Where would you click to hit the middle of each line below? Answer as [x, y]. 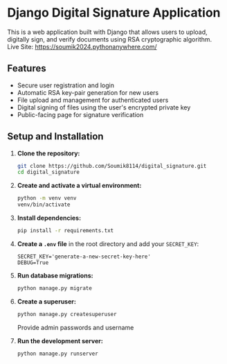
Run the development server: [60, 340]
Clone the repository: [48, 153]
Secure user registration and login [65, 85]
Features [27, 68]
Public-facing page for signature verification [80, 114]
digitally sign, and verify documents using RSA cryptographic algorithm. [110, 39]
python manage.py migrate [54, 288]
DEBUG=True [33, 262]
